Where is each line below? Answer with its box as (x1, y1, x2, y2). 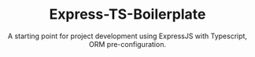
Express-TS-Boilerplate (49, 5, 206, 23)
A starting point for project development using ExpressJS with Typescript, (7, 31, 248, 41)
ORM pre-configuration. (88, 39, 167, 48)
